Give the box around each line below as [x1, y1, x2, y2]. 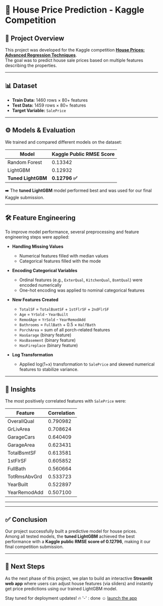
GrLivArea [7, 426, 31, 433]
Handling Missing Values [12, 243, 64, 250]
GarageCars [7, 434, 35, 441]
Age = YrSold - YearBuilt [19, 312, 68, 317]
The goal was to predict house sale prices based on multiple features [5, 57, 144, 63]
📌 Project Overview [5, 34, 65, 42]
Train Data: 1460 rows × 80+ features [12, 97, 88, 103]
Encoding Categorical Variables [12, 268, 78, 274]
